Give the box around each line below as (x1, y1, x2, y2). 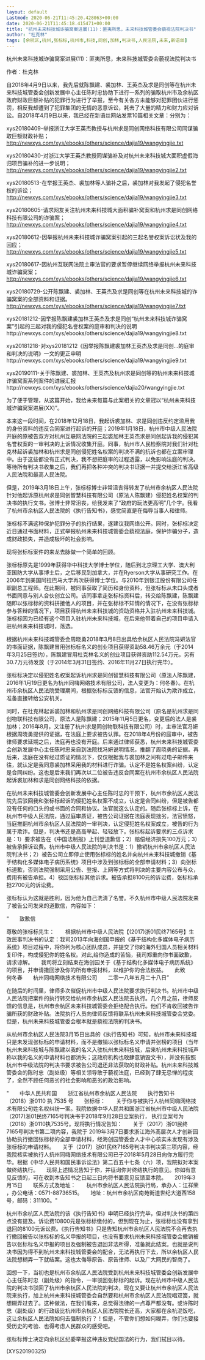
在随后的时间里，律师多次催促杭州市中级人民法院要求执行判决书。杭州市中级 (6, 987, 199, 994)
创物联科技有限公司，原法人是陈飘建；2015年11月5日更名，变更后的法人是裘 (6, 715, 197, 722)
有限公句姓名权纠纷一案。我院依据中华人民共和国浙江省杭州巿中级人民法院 (11, 1105, 199, 1112)
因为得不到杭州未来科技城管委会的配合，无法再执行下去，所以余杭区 (16, 1248, 188, 1255)
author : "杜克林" (6, 32, 48, 38)
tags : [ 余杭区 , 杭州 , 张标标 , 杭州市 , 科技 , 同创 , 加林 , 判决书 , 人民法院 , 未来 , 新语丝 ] (6, 37, 188, 43)
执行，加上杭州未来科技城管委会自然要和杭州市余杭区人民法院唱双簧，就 (16, 1292, 199, 1299)
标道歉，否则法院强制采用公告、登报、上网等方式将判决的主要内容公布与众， (6, 866, 199, 873)
